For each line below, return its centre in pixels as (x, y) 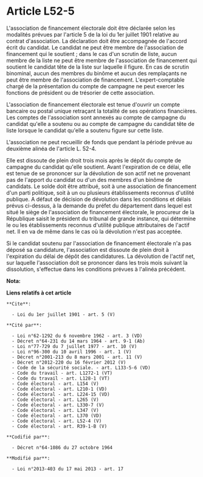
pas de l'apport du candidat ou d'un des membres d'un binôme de (89, 179)
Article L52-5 (40, 11)
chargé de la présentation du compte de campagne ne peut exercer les (95, 86)
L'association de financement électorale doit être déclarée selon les (91, 28)
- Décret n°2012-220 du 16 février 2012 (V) (69, 362)
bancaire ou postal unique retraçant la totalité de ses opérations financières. (102, 111)
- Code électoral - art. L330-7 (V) (58, 405)
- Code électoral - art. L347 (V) (55, 410)
